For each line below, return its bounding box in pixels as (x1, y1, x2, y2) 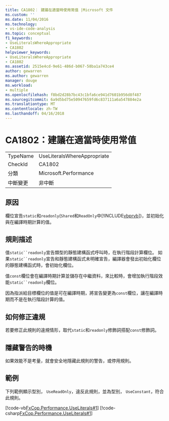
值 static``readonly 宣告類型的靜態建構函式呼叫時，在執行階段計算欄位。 (5, 249, 157, 256)
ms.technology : (5, 21, 37, 27)
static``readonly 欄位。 (10, 279, 60, 285)
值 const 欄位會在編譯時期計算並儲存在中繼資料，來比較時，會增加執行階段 (5, 273, 158, 279)
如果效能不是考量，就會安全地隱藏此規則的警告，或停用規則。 (5, 358, 134, 364)
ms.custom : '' (5, 12, 35, 17)
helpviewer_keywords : (5, 50, 51, 55)
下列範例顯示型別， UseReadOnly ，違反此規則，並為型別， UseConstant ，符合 (5, 388, 164, 394)
